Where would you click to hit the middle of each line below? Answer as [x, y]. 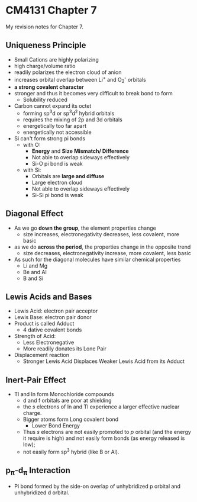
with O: [32, 144]
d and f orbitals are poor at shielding [67, 401]
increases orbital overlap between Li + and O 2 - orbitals [80, 80]
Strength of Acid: [35, 336]
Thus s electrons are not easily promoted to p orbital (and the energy [107, 432]
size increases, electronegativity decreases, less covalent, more [101, 234]
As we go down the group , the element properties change [85, 228]
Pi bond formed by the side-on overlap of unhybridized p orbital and [97, 486]
